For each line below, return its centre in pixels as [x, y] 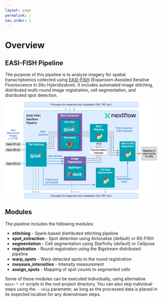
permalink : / [18, 15]
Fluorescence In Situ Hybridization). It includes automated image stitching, [79, 85]
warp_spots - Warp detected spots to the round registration [72, 259]
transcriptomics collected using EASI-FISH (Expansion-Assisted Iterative [77, 80]
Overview [25, 45]
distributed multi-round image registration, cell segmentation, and [71, 90]
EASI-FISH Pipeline [34, 63]
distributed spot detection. [31, 95]
